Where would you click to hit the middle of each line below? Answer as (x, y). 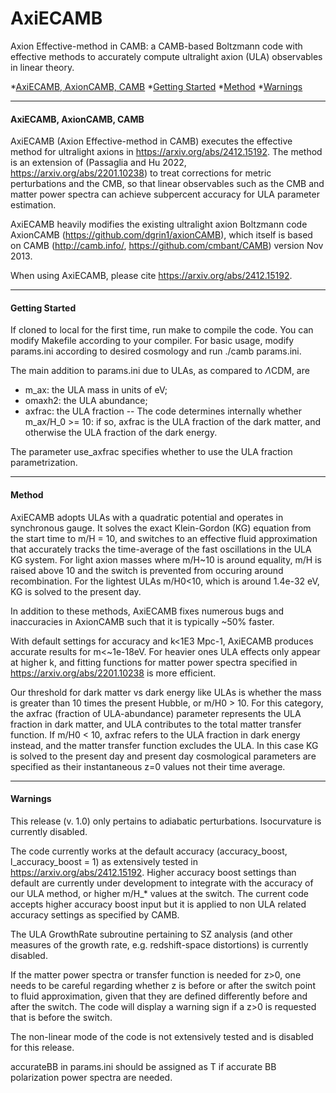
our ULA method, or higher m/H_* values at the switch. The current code (160, 893)
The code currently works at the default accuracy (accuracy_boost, (149, 851)
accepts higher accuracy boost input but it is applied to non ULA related (158, 904)
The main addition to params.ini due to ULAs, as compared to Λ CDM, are (160, 371)
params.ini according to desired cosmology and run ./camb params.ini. (156, 351)
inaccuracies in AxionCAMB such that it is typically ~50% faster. (142, 621)
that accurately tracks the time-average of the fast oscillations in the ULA (161, 549)
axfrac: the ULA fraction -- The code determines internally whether (163, 411)
